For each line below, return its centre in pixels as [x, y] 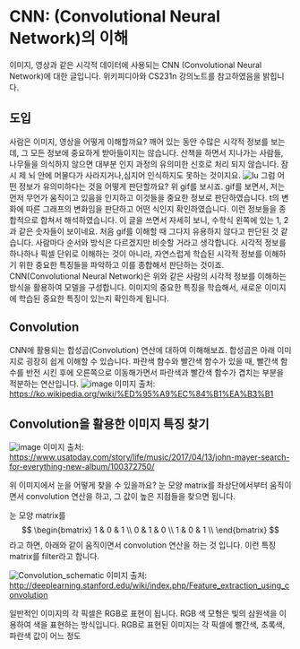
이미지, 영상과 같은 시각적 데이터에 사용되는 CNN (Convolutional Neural [136, 65]
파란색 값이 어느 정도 [45, 636]
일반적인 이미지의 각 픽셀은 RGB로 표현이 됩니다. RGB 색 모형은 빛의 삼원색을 [143, 614]
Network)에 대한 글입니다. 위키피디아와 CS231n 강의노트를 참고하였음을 [135, 76]
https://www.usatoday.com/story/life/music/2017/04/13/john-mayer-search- [150, 457]
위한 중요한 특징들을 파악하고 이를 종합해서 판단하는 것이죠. [121, 264]
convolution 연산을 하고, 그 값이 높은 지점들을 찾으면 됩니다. [130, 497]
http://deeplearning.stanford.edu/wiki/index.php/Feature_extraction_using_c [150, 585]
